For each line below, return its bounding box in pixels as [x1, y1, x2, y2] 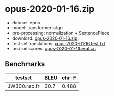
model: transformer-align [12, 24, 63, 30]
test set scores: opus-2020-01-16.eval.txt [12, 46, 96, 51]
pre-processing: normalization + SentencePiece [12, 30, 110, 36]
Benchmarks [5, 60, 45, 68]
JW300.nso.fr [7, 82, 40, 89]
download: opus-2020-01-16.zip [12, 35, 78, 41]
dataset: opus [12, 20, 40, 25]
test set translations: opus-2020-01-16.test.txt [12, 40, 106, 46]
